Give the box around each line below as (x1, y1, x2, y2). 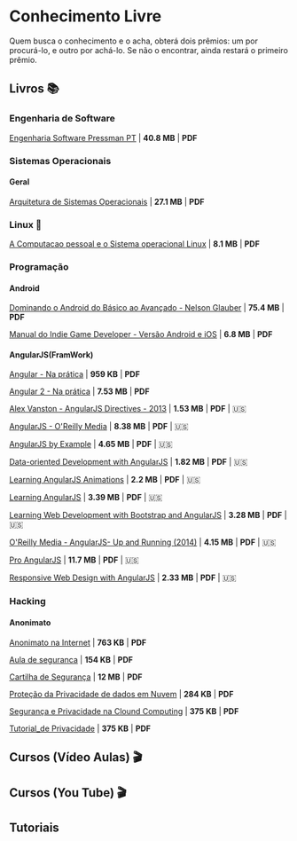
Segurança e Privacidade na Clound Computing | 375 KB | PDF (9, 705, 239, 716)
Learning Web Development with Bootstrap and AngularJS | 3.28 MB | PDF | (9, 510, 287, 521)
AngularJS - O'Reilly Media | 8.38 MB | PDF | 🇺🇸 (9, 421, 189, 432)
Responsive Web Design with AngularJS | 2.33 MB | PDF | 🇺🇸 (9, 572, 237, 583)
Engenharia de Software (9, 113, 115, 125)
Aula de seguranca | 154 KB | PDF (9, 654, 133, 664)
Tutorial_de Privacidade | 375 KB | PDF (9, 723, 152, 734)
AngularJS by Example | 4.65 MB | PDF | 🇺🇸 (9, 439, 173, 450)
